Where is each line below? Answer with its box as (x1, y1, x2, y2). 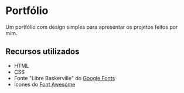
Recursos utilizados (5, 47, 80, 57)
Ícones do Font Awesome (13, 81, 76, 88)
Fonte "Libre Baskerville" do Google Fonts (13, 74, 115, 81)
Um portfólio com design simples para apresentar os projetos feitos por (5, 23, 178, 30)
